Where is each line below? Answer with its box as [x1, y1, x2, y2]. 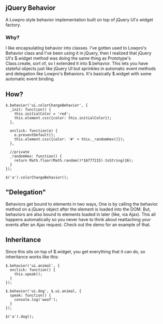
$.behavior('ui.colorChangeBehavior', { [5, 103, 89, 108]
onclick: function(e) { [10, 128, 58, 133]
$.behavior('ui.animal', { [5, 263, 60, 268]
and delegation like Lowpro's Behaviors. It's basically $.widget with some [5, 71, 152, 77]
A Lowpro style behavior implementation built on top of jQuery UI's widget [5, 16, 153, 22]
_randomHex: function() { [10, 154, 62, 159]
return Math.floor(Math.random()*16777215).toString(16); [14, 158, 133, 163]
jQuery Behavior [5, 4, 56, 12]
